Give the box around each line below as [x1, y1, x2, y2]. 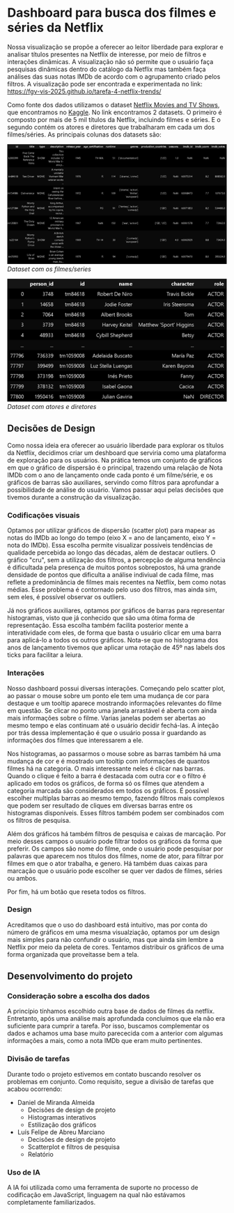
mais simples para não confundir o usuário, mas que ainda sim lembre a [7, 935, 214, 943]
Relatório [27, 1150, 54, 1158]
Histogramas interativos [27, 1113, 96, 1121]
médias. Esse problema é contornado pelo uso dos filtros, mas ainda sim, [7, 585, 217, 594]
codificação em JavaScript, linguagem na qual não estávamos [7, 1191, 186, 1199]
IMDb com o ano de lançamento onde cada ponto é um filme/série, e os [7, 470, 214, 479]
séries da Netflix [7, 20, 104, 36]
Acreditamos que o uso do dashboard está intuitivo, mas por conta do [7, 920, 208, 929]
